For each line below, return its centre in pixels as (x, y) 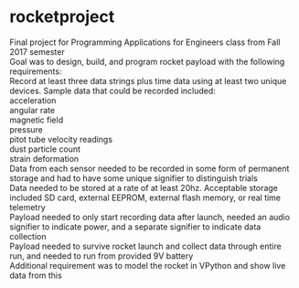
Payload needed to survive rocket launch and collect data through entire (145, 246)
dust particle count (45, 149)
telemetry (27, 207)
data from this (36, 275)
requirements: (36, 71)
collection (28, 236)
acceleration (33, 100)
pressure (27, 129)
